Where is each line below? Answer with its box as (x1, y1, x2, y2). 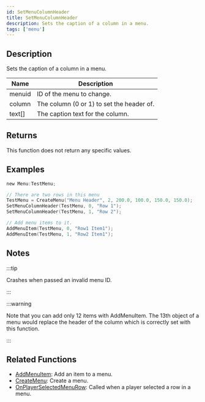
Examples (6, 165, 45, 175)
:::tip (6, 264, 18, 272)
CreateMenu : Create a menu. (15, 377, 89, 384)
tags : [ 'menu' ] (6, 26, 45, 32)
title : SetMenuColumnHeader (6, 15, 78, 21)
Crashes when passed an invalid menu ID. (6, 276, 112, 283)
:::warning (6, 300, 32, 307)
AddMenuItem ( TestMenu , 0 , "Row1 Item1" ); (6, 225, 114, 231)
